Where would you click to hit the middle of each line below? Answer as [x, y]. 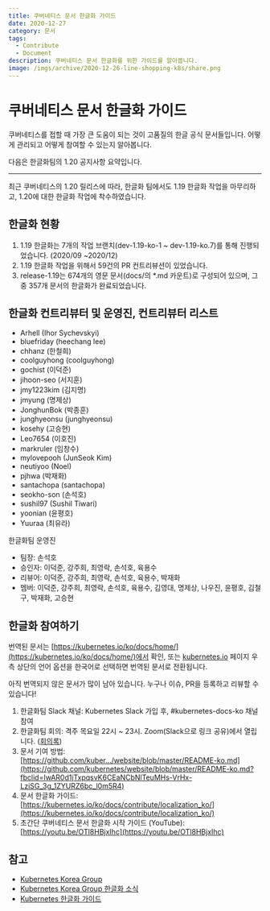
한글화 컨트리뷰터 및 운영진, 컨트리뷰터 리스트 [113, 313]
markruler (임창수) [49, 449]
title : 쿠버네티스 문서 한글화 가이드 [62, 16]
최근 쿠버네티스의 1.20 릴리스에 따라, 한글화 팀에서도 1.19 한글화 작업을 [119, 186]
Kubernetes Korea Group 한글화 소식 [79, 888]
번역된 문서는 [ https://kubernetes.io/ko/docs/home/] [94, 647]
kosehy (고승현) [45, 429]
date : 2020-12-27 [37, 23]
